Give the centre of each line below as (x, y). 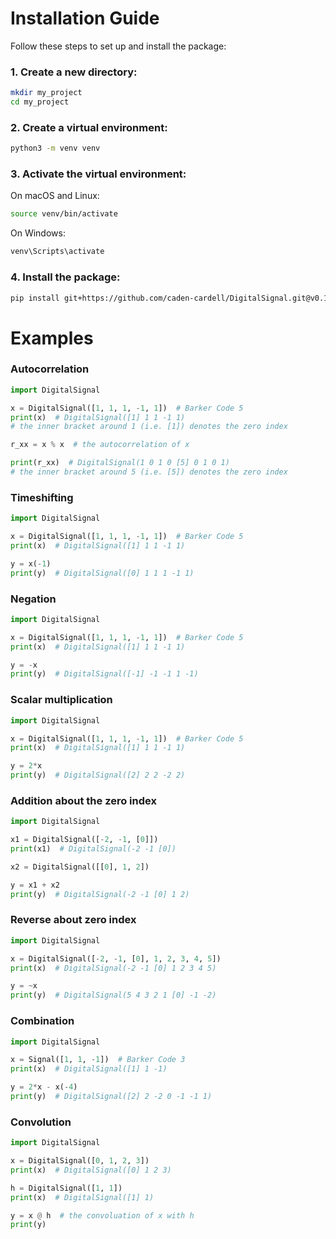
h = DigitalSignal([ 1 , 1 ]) (66, 1188)
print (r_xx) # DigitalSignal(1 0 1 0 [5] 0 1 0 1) (120, 463)
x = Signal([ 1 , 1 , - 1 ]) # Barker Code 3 (98, 1060)
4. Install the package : (65, 277)
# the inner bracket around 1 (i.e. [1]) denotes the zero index (149, 427)
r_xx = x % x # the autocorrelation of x (100, 445)
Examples (52, 338)
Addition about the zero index (83, 800)
